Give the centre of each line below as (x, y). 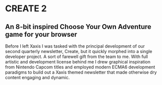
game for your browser (41, 34)
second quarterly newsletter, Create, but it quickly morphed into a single (79, 51)
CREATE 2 (26, 9)
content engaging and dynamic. (38, 77)
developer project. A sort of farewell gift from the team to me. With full (77, 57)
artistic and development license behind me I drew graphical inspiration (78, 62)
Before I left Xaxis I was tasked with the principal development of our (75, 46)
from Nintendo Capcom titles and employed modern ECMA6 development (80, 67)
